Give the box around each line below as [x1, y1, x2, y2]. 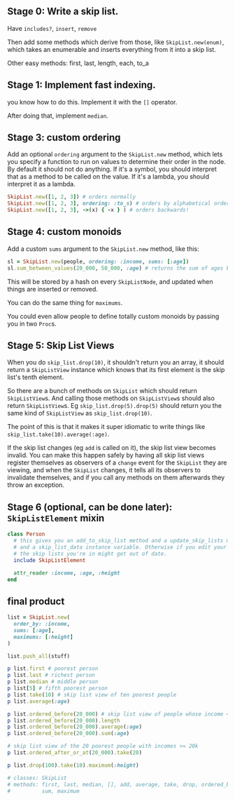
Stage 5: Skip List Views [7, 340, 115, 352]
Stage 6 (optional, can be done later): [7, 501, 173, 513]
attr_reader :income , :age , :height [13, 569, 120, 577]
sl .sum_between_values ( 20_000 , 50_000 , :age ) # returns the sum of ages [7, 264, 224, 272]
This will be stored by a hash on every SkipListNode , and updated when [7, 277, 213, 286]
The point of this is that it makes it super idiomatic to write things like [7, 423, 206, 431]
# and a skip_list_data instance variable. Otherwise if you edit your [13, 544, 227, 551]
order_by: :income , [13, 620, 71, 628]
